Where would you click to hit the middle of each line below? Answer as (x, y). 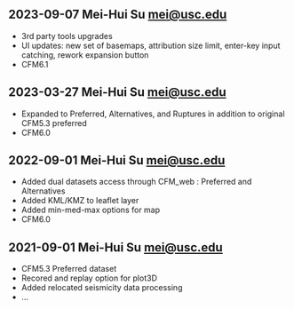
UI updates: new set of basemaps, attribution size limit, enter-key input (151, 45)
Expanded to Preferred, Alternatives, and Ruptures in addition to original (153, 114)
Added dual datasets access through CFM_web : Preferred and (136, 182)
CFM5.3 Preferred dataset (69, 269)
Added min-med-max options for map (91, 210)
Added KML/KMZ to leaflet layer (80, 201)
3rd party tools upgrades (67, 36)
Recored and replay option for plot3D (89, 278)
